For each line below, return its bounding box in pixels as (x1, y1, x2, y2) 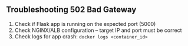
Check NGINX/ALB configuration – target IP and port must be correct (14, 27, 182, 34)
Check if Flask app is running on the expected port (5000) (14, 20, 156, 27)
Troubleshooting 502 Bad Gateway (6, 5, 137, 15)
